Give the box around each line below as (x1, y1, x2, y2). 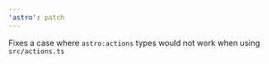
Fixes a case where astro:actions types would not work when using (8, 37, 261, 48)
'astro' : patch (8, 12, 65, 22)
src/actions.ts (8, 46, 65, 56)
